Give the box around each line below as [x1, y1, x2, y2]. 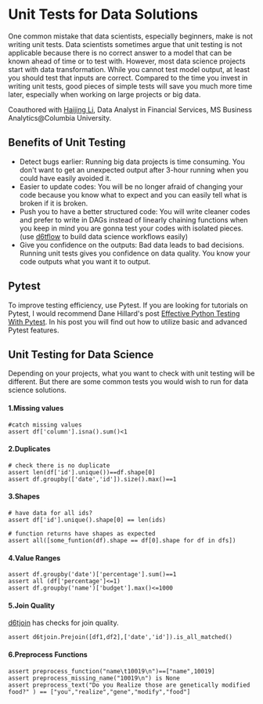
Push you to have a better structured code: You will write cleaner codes [19, 206, 250, 216]
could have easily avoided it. [19, 173, 112, 183]
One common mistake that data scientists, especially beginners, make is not [8, 31, 253, 41]
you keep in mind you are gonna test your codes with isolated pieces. [19, 223, 244, 233]
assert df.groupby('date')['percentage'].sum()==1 [8, 571, 177, 579]
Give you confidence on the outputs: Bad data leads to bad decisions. [19, 240, 245, 249]
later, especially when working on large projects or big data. [8, 89, 201, 99]
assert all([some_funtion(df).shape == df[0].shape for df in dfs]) [8, 536, 236, 544]
